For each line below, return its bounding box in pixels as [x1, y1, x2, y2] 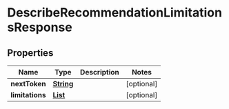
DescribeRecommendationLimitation [7, 5, 223, 21]
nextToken [10, 79, 46, 88]
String [52, 79, 74, 88]
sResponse [7, 19, 72, 35]
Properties [7, 47, 54, 59]
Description [80, 68, 119, 77]
